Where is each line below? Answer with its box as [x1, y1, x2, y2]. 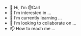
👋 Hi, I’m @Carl [9, 5, 41, 10]
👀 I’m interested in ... [9, 10, 52, 16]
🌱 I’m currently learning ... [9, 15, 62, 20]
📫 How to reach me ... [9, 26, 55, 31]
